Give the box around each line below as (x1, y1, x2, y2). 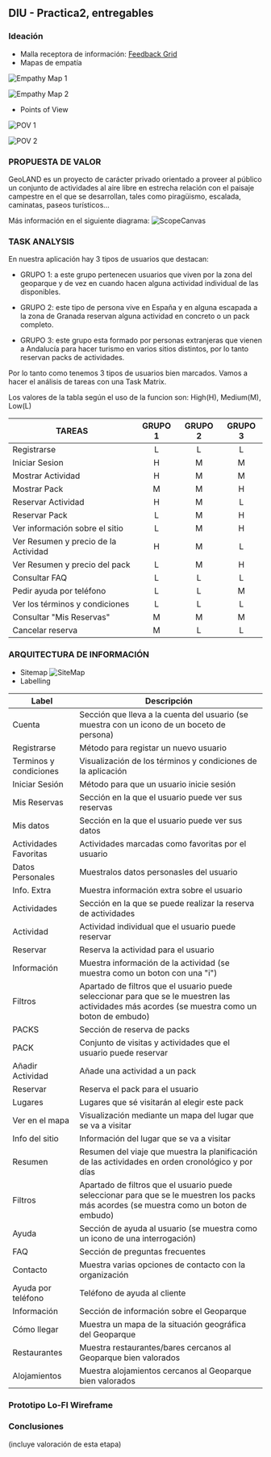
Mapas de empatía (19, 57, 82, 67)
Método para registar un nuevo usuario (79, 742, 227, 754)
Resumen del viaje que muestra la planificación (79, 1146, 258, 1157)
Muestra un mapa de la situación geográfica (79, 1318, 246, 1329)
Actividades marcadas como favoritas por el (79, 838, 247, 849)
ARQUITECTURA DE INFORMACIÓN (8, 649, 150, 661)
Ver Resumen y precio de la (12, 536, 117, 548)
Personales (12, 871, 55, 883)
